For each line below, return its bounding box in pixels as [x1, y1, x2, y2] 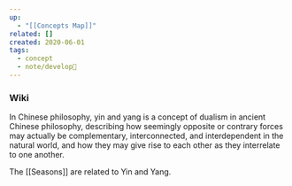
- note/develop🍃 [17, 63, 77, 72]
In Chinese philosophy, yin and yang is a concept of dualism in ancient [9, 112, 266, 122]
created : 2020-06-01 [9, 37, 86, 47]
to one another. [9, 150, 65, 160]
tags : [9, 46, 29, 55]
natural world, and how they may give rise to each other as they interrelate [9, 140, 280, 151]
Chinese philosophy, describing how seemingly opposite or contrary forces [9, 121, 283, 132]
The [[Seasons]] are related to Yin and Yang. [9, 167, 172, 177]
